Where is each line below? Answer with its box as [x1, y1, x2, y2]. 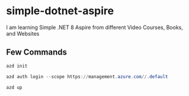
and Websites [6, 30, 40, 37]
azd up [6, 84, 23, 90]
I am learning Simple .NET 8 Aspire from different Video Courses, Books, [6, 24, 184, 31]
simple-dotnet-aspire [6, 4, 114, 18]
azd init [6, 63, 28, 69]
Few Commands [6, 47, 67, 57]
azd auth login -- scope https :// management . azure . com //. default [6, 73, 168, 79]
